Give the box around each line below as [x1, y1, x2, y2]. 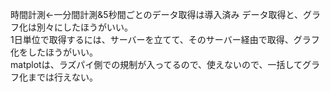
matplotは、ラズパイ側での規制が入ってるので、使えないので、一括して [10, 59, 303, 70]
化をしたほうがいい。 [10, 46, 98, 58]
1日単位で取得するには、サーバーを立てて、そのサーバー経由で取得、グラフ [10, 34, 320, 45]
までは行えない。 [27, 71, 98, 83]
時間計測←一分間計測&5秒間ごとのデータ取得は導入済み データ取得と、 [10, 9, 303, 20]
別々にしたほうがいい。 [36, 21, 133, 33]
